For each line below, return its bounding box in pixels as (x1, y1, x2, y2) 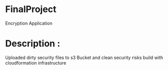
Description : (5, 38, 60, 49)
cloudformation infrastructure (5, 59, 66, 66)
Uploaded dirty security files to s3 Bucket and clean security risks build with (5, 54, 163, 60)
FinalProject (5, 4, 57, 15)
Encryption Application (5, 20, 53, 26)
